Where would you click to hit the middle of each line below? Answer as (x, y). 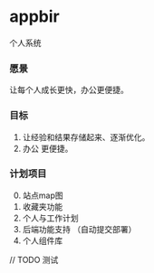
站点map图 (43, 195)
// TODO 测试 (34, 259)
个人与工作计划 (50, 218)
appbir (35, 17)
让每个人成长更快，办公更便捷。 (69, 90)
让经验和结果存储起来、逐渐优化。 (86, 136)
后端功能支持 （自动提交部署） (79, 229)
